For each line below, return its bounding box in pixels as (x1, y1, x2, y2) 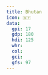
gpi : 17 (12, 25, 32, 32)
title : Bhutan (6, 8, 43, 15)
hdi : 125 (12, 37, 34, 43)
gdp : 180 (12, 31, 34, 37)
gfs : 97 (12, 59, 32, 65)
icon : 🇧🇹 (6, 15, 32, 21)
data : (6, 20, 20, 26)
